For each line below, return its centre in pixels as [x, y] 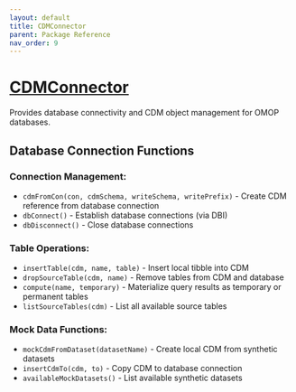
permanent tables [55, 297]
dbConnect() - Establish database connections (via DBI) [125, 215]
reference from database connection [91, 205]
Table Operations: [50, 247]
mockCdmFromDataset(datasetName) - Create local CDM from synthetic [150, 350]
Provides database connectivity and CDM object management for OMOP [144, 113]
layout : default [40, 18]
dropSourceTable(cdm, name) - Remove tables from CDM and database [153, 277]
